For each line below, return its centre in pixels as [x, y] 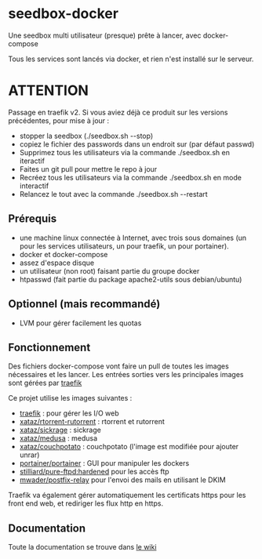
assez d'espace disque [57, 263]
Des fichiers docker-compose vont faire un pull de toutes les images [118, 366]
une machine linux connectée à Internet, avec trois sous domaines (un [133, 238]
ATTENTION [48, 91]
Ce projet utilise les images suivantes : [70, 398]
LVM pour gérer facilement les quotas [80, 323]
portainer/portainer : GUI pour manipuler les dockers [104, 463]
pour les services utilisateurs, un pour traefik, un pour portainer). [124, 246]
